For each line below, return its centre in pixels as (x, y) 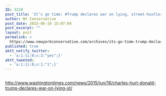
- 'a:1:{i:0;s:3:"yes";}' (36, 55)
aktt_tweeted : (20, 60)
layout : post (19, 32)
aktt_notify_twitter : (27, 51)
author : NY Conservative (31, 19)
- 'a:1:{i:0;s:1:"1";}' (34, 64)
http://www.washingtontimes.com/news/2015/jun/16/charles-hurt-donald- (81, 83)
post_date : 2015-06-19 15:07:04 (38, 23)
